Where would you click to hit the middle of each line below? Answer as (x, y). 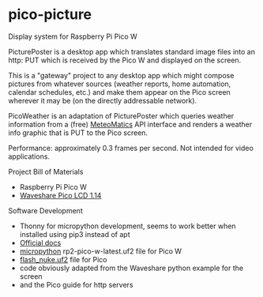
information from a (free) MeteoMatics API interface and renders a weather (130, 124)
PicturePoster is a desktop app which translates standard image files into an (131, 51)
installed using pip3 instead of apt (75, 234)
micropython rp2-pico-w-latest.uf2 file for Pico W (101, 251)
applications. (29, 156)
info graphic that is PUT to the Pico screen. (78, 133)
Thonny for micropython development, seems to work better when (128, 226)
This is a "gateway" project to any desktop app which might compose (121, 75)
